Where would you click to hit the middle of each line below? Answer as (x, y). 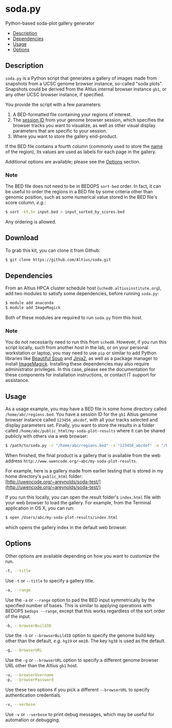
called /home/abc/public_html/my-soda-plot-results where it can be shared (85, 431)
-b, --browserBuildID (28, 626)
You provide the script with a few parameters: (53, 104)
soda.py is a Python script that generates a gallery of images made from (81, 78)
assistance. (17, 380)
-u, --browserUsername (29, 675)
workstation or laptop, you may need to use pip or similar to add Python (81, 353)
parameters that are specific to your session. (60, 131)
